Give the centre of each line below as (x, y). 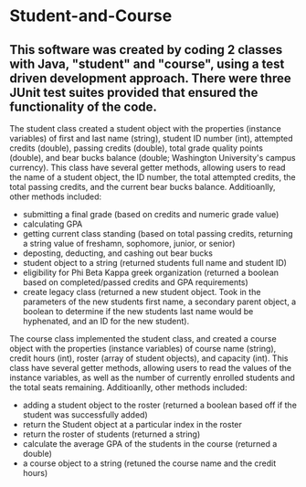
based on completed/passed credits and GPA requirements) (135, 282)
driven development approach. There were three (150, 78)
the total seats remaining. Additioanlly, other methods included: (128, 387)
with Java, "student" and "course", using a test (147, 64)
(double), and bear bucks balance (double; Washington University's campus (153, 158)
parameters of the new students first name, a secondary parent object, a (159, 302)
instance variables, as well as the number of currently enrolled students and (152, 377)
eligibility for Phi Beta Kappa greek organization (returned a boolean (151, 272)
